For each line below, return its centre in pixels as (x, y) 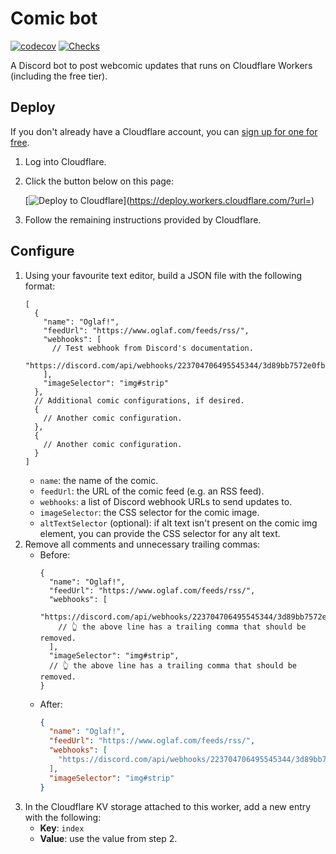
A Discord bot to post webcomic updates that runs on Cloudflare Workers (161, 65)
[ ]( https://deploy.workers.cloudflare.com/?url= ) (169, 200)
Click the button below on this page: (99, 181)
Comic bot (54, 18)
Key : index (62, 828)
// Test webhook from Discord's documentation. (152, 348)
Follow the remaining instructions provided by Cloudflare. (143, 219)
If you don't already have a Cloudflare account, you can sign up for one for (164, 131)
